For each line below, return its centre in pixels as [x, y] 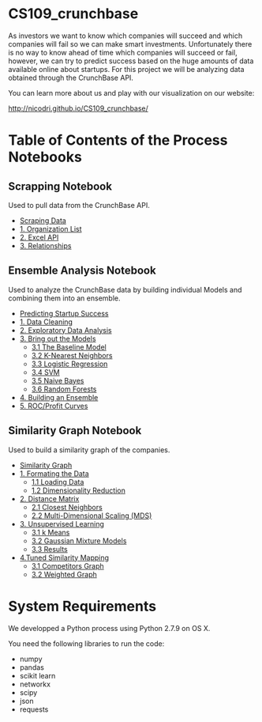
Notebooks [45, 157]
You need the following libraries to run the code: [86, 643]
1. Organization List [51, 229]
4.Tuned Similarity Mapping [64, 558]
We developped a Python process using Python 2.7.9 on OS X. [109, 628]
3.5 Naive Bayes [58, 380]
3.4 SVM [46, 372]
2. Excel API [39, 237]
